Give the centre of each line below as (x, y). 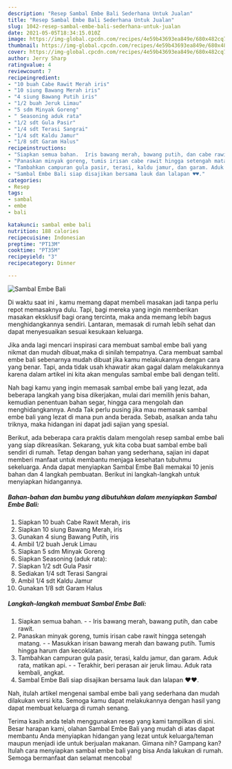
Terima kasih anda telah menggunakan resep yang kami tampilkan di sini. (112, 721)
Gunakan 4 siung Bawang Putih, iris (68, 537)
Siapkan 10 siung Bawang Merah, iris (70, 529)
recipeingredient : (34, 78)
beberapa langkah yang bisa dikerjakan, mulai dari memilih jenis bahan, (109, 395)
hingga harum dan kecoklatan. (61, 650)
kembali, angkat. (41, 672)
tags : (15, 193)
